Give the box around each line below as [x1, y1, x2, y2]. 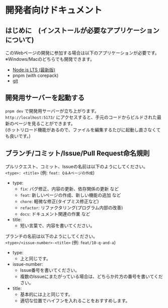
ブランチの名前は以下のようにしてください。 [5, 233, 98, 239]
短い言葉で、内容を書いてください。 [20, 222, 95, 229]
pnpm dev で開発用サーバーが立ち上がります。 [5, 108, 99, 114]
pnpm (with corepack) [12, 72, 59, 78]
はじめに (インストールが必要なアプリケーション [5, 26, 160, 35]
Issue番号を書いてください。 [20, 267, 79, 273]
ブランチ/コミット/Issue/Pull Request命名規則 [5, 149, 150, 158]
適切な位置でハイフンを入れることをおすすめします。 [20, 297, 130, 303]
